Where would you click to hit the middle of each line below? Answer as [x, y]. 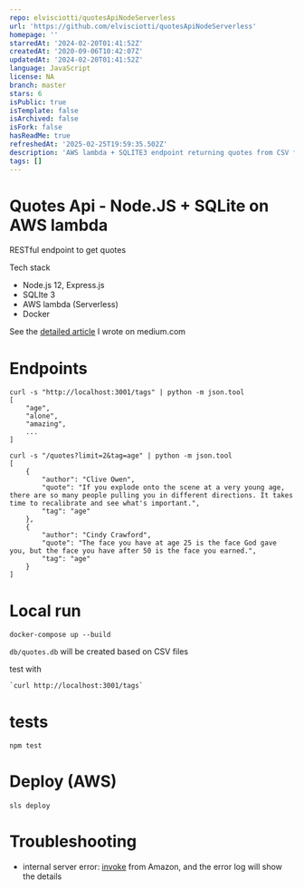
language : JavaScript [50, 69]
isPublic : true [38, 102]
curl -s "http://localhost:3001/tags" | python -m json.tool [127, 392]
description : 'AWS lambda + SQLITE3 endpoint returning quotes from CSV [149, 152]
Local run [45, 610]
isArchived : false [44, 119]
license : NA [32, 77]
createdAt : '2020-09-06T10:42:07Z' [76, 52]
